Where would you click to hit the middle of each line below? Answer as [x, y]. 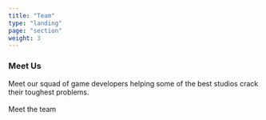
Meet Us [25, 66]
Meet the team [32, 109]
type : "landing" [35, 23]
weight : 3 [25, 38]
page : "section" [35, 30]
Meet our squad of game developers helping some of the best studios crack [133, 83]
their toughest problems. [49, 92]
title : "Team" [32, 16]
